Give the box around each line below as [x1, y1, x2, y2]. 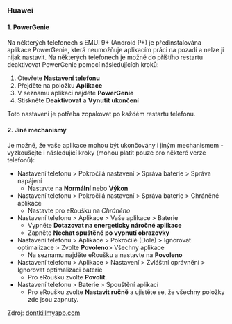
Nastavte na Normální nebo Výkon [27, 184, 129, 193]
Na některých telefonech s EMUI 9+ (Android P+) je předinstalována [7, 38, 201, 47]
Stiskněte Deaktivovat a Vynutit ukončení [17, 96, 139, 105]
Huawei [7, 6, 33, 15]
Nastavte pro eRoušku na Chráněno [27, 206, 131, 215]
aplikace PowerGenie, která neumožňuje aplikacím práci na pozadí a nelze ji [7, 46, 224, 54]
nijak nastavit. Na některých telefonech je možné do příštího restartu [7, 53, 204, 61]
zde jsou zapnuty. [27, 295, 79, 304]
